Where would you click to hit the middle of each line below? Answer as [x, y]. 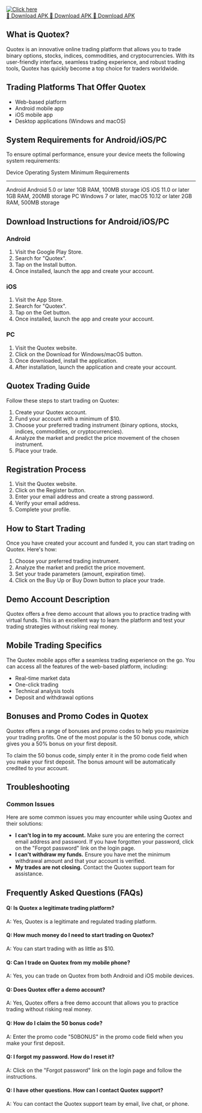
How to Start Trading [46, 528]
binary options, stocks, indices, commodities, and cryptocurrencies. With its [100, 55]
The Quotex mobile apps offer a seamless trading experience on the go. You [101, 660]
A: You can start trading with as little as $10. [60, 948]
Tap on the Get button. [43, 313]
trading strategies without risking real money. [62, 626]
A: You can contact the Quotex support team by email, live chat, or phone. [98, 1104]
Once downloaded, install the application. [66, 360]
